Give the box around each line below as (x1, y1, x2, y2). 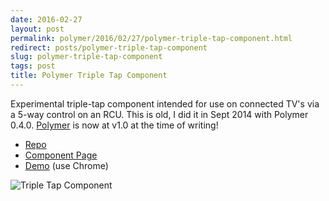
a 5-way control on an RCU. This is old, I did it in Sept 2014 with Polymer (10, 108, 309, 120)
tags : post (10, 61, 56, 71)
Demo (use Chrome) (24, 159, 109, 171)
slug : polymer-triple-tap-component (10, 52, 163, 62)
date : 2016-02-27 (10, 14, 83, 25)
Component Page (24, 149, 98, 161)
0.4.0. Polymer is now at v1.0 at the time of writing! (10, 119, 219, 131)
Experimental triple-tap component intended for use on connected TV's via (10, 97, 320, 110)
